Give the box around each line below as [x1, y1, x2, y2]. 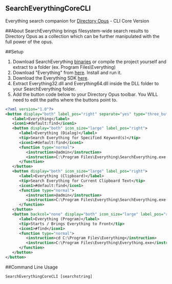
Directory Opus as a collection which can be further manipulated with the [5, 33, 160, 39]
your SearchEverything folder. [12, 86, 76, 92]
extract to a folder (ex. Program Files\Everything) [12, 64, 116, 70]
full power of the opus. [5, 39, 53, 45]
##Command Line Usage [5, 264, 58, 270]
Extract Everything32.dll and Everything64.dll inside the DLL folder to [12, 80, 159, 86]
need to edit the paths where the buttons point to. [12, 97, 118, 103]
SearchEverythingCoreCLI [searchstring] [5, 274, 93, 279]
